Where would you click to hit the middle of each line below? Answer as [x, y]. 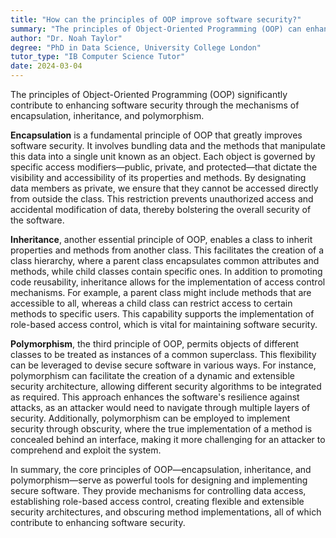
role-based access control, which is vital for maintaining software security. [164, 324]
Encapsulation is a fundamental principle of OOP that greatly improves [156, 135]
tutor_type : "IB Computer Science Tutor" [98, 57]
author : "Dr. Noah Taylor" [66, 38]
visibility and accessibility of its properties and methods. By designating [158, 177]
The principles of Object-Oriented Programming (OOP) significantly [149, 94]
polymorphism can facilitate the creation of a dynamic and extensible [152, 375]
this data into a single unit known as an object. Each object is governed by [163, 156]
